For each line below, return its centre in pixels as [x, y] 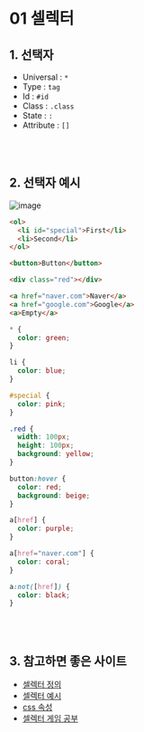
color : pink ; [42, 404]
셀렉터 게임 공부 [50, 718]
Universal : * [45, 77]
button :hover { [38, 479]
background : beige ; [54, 495]
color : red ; [40, 487]
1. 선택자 [31, 55]
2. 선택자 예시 [45, 183]
